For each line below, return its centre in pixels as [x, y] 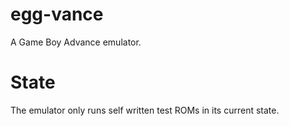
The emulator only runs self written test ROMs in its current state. [145, 110]
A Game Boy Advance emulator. [76, 42]
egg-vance [57, 14]
